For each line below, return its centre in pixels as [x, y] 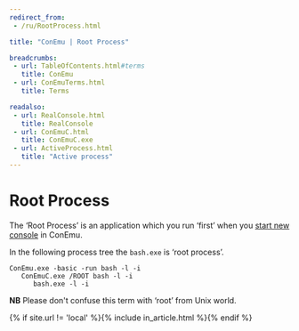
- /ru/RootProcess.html [57, 26]
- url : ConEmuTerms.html [59, 83]
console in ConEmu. [46, 234]
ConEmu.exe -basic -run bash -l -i [75, 268]
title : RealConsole [57, 124]
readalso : [28, 107]
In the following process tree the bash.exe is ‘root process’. [117, 252]
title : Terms [45, 91]
